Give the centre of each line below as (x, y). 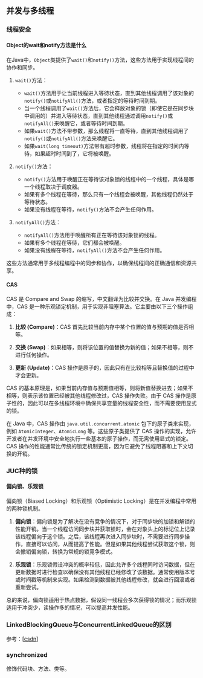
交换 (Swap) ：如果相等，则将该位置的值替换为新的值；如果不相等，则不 (104, 347)
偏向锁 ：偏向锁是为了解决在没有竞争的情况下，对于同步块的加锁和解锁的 (105, 521)
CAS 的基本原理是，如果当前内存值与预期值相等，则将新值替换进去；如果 (97, 388)
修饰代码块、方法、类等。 (38, 669)
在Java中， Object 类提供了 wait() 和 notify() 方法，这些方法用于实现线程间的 (100, 60)
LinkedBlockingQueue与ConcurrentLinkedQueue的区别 (89, 624)
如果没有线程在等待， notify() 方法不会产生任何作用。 (90, 209)
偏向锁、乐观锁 (25, 486)
